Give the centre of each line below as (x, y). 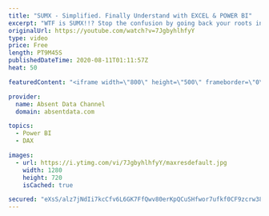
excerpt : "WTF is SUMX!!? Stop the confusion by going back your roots (130, 23)
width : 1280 (42, 170)
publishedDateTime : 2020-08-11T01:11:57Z (78, 61)
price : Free (28, 46)
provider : (25, 97)
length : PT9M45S (35, 53)
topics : (21, 126)
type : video (28, 38)
